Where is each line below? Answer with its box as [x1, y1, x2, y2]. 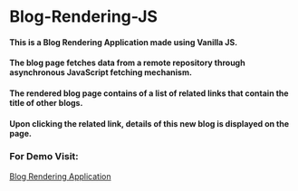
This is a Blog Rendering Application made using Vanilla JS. [9, 36, 238, 47]
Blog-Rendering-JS [9, 6, 159, 27]
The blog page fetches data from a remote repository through [9, 57, 246, 69]
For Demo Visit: [9, 150, 79, 163]
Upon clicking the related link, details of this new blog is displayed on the [9, 118, 290, 129]
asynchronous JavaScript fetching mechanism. [9, 67, 193, 78]
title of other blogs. [9, 97, 83, 108]
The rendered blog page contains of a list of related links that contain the [9, 88, 289, 99]
